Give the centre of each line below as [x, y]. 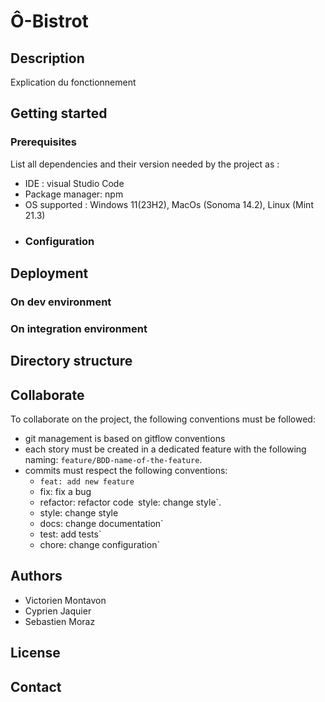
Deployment [49, 273]
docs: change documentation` [101, 524]
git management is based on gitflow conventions [125, 439]
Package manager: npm [74, 194]
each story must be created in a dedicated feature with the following [165, 449]
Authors [36, 576]
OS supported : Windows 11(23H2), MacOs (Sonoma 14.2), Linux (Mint [169, 204]
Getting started [59, 113]
